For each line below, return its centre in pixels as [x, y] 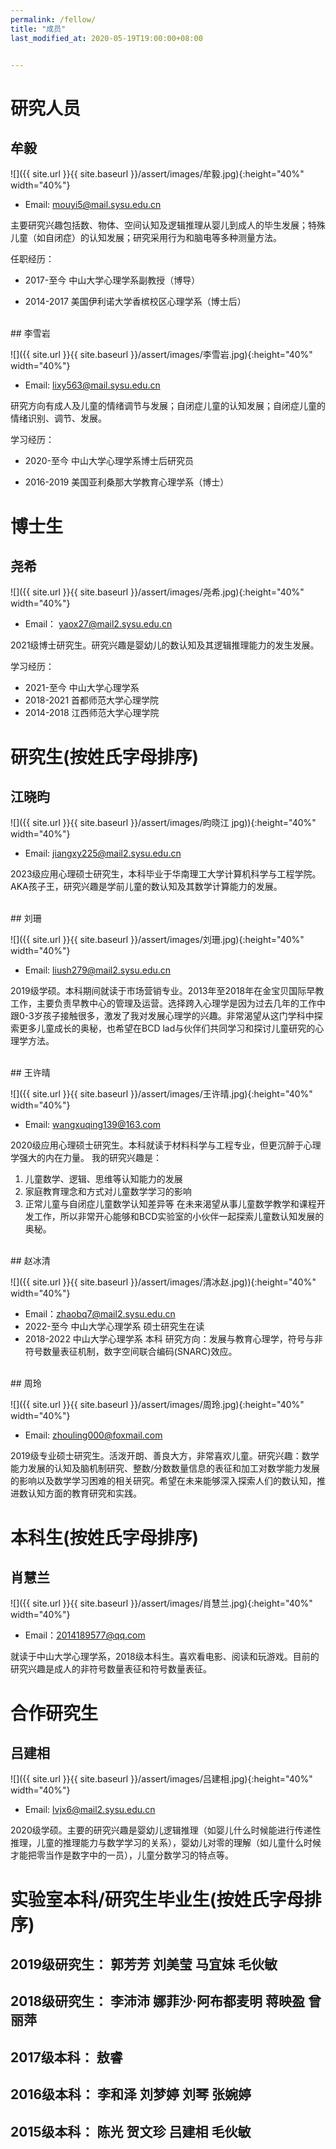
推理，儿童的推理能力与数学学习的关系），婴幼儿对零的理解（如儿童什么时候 [166, 1843]
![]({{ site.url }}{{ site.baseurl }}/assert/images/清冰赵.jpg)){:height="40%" [163, 1282]
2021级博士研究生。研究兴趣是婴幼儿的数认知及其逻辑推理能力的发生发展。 [165, 645]
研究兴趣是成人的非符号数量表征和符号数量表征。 [111, 1669]
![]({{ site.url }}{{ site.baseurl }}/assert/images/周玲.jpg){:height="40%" [157, 1405]
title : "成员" [38, 29]
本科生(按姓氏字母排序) [105, 1537]
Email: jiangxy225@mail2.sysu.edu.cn [103, 853]
